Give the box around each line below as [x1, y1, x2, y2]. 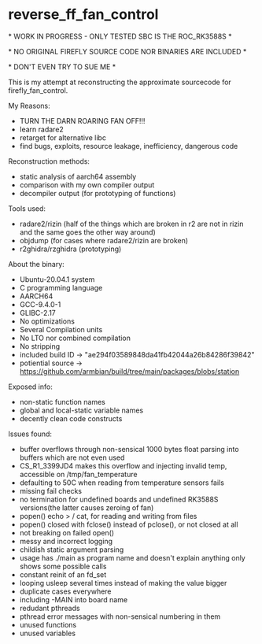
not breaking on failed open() [19, 527, 115, 537]
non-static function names [19, 397, 106, 406]
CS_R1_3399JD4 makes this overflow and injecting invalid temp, [19, 461, 227, 470]
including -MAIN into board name [19, 594, 128, 604]
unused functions [19, 620, 77, 629]
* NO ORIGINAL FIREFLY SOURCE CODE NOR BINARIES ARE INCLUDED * [8, 46, 247, 56]
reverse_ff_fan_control [8, 6, 159, 24]
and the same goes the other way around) [19, 227, 156, 237]
